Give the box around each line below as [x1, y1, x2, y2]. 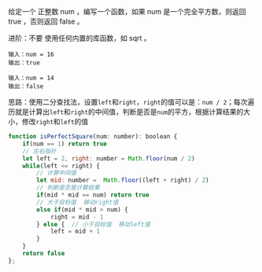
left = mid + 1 [50, 227, 101, 236]
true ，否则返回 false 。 [8, 17, 84, 26]
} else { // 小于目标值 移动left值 [36, 220, 151, 228]
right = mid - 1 [50, 213, 104, 221]
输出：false [8, 83, 44, 90]
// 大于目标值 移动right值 [36, 198, 119, 206]
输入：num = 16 [8, 50, 54, 58]
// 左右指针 [22, 147, 57, 155]
